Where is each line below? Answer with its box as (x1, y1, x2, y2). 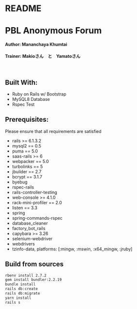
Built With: (5, 78, 38, 86)
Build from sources (5, 260, 64, 268)
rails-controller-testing (12, 189, 57, 195)
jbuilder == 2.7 (12, 168, 42, 175)
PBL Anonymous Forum (5, 25, 102, 36)
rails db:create (5, 287, 38, 292)
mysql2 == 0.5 (12, 143, 41, 148)
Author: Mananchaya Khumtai (5, 41, 68, 47)
